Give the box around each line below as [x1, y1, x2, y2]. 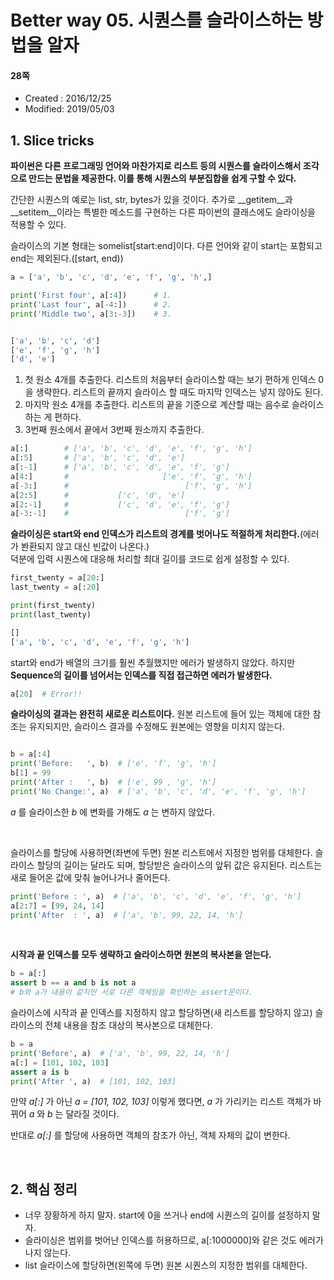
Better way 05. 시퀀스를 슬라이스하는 [10, 9, 303, 32]
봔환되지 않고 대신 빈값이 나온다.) [20, 541, 150, 553]
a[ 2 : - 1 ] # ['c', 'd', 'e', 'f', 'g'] [10, 499, 230, 510]
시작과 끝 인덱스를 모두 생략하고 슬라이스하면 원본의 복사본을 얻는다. [10, 949, 272, 961]
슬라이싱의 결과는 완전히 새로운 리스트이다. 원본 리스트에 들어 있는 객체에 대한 [10, 708, 311, 720]
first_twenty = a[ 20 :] [10, 573, 105, 583]
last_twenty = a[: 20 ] [10, 582, 101, 593]
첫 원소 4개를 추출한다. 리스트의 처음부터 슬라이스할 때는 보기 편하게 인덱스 [24, 374, 317, 386]
